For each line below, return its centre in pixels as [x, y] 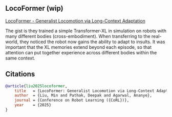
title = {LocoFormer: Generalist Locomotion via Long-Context [84, 91]
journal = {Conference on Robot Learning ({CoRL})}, [72, 100]
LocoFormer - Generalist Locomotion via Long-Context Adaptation [76, 21]
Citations [20, 74]
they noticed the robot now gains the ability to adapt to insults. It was [92, 42]
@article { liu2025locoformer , [36, 86]
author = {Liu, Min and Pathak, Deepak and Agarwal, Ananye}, [83, 95]
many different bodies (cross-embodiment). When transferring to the [78, 36]
